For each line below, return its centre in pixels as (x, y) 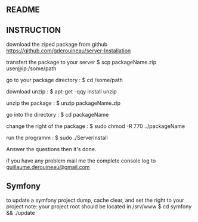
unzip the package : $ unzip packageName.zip (64, 103)
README (23, 10)
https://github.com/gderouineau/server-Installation (69, 51)
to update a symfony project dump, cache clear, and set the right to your (95, 200)
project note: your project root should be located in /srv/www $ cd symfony (99, 207)
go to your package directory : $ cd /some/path (65, 80)
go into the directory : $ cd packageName (58, 115)
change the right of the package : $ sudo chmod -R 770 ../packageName (96, 126)
